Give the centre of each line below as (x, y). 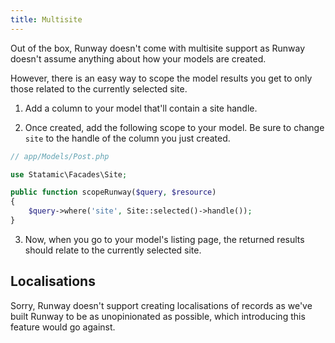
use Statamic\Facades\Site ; (69, 174)
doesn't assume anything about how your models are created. (138, 58)
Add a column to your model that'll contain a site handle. (141, 108)
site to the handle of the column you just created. (127, 138)
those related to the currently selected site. (99, 88)
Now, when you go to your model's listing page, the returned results (164, 239)
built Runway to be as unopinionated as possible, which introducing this (158, 316)
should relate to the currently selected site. (113, 250)
